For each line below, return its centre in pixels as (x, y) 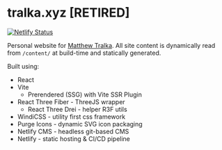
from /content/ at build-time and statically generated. (84, 53)
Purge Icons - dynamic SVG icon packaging (80, 124)
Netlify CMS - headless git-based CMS (73, 131)
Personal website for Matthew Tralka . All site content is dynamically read (111, 45)
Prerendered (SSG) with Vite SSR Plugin (85, 94)
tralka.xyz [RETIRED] (69, 13)
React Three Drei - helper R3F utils (77, 109)
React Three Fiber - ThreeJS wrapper (71, 101)
